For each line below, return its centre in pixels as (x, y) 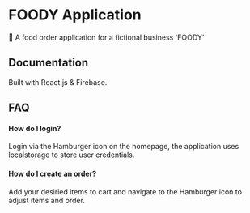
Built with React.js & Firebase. (58, 82)
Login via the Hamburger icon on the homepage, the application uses (124, 147)
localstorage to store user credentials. (72, 155)
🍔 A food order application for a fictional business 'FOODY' (106, 37)
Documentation (49, 63)
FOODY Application (75, 15)
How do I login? (35, 128)
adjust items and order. (47, 200)
